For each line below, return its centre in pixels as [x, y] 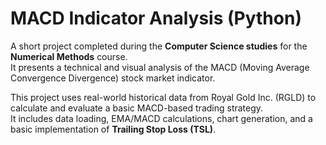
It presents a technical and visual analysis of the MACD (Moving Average [160, 67]
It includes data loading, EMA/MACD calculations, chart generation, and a [161, 118]
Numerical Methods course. [69, 56]
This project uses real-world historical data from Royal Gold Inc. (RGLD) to [163, 97]
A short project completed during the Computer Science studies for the [159, 46]
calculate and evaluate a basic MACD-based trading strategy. [137, 108]
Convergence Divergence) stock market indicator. [113, 78]
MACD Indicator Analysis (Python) [156, 18]
